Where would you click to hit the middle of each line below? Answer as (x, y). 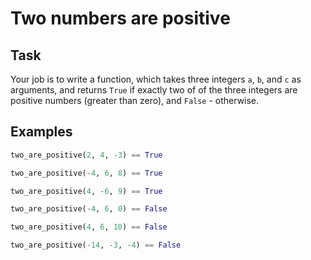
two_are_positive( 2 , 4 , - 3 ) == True (86, 155)
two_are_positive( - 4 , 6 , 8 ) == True (86, 173)
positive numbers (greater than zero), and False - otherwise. (135, 100)
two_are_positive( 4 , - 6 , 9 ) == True (86, 191)
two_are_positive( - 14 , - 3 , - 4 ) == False (96, 245)
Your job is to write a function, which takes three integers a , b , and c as (156, 79)
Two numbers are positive (120, 18)
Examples (41, 132)
